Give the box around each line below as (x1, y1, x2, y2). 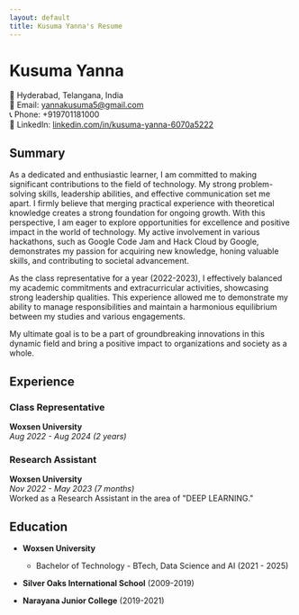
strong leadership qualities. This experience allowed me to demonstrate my (9, 292, 288, 303)
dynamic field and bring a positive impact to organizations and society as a (9, 339, 288, 349)
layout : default (9, 13, 70, 23)
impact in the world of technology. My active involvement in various (9, 227, 260, 238)
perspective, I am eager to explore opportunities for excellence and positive (9, 217, 291, 228)
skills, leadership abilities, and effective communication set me (38, 188, 271, 199)
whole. (9, 348, 34, 358)
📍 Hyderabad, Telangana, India (9, 90, 124, 101)
